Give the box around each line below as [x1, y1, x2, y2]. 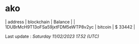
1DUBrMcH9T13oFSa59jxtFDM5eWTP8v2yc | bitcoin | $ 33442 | [5, 24, 136, 29]
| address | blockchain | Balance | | [5, 19, 75, 25]
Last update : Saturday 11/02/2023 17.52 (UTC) [5, 33, 99, 39]
